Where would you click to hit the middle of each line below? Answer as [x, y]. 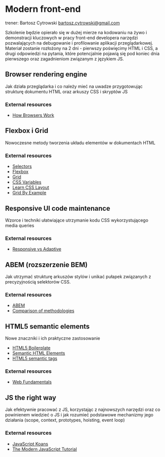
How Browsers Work [33, 115]
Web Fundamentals [32, 382]
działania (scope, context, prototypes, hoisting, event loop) [65, 420]
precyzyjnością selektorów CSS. [38, 282]
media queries [20, 225]
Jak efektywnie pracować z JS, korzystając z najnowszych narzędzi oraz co [83, 409]
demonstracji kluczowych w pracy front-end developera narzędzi [72, 38]
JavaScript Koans [30, 444]
